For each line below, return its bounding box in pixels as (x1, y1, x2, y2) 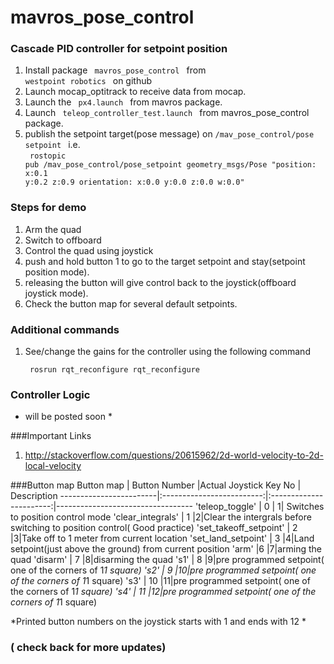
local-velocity (24, 460, 82, 472)
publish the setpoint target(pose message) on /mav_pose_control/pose (24, 128, 315, 140)
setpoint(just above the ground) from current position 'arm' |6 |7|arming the (10, 543, 322, 555)
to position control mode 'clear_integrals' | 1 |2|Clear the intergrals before (10, 511, 312, 523)
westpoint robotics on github (24, 75, 153, 87)
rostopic (29, 151, 67, 161)
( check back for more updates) (10, 641, 167, 655)
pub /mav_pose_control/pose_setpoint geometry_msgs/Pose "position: (24, 160, 317, 170)
